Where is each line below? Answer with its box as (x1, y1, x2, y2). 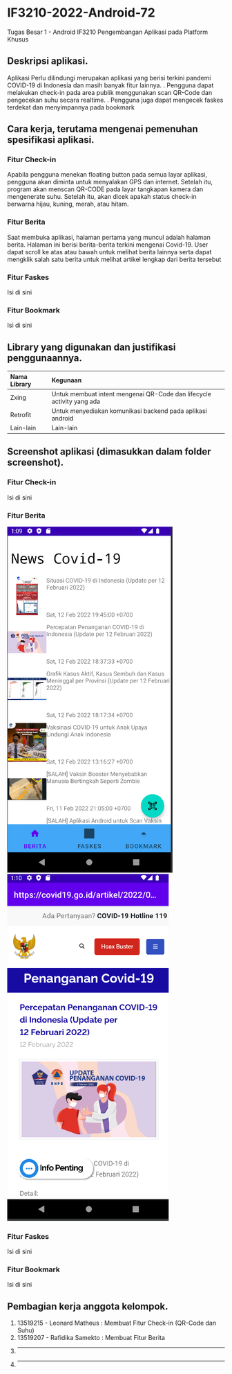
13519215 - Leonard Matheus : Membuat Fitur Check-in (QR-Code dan (17, 1319, 216, 1328)
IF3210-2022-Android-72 (7, 5, 155, 21)
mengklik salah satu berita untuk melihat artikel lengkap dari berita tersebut (7, 255, 222, 263)
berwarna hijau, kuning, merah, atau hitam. (7, 200, 129, 209)
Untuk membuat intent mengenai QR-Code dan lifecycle (51, 389, 212, 398)
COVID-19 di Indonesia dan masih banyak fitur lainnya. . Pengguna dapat (7, 81, 214, 89)
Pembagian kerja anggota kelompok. (7, 1301, 168, 1312)
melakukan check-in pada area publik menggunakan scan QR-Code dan (7, 88, 213, 96)
